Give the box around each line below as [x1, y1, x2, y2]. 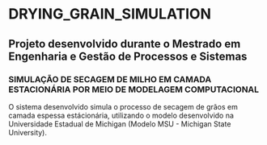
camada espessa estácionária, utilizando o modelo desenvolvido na [8, 110, 235, 120]
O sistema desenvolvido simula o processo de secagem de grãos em [8, 101, 239, 111]
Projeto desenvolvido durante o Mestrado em [8, 37, 241, 51]
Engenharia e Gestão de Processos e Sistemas [8, 49, 248, 63]
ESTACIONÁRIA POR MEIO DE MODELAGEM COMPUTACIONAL [8, 84, 260, 95]
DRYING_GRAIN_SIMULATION [8, 5, 212, 23]
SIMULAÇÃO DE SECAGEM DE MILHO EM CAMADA [8, 73, 212, 85]
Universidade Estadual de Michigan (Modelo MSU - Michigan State [8, 118, 231, 129]
